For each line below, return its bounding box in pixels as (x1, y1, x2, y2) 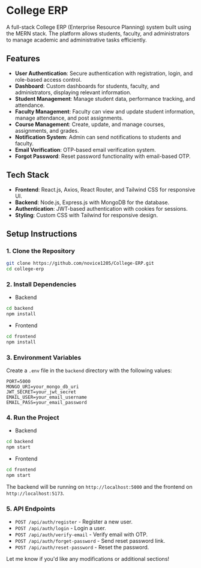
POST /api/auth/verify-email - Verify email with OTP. (14, 531, 148, 538)
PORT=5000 (6, 379, 31, 385)
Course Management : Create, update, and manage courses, (14, 121, 166, 128)
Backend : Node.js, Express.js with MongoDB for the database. (14, 199, 170, 206)
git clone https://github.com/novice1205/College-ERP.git (6, 261, 154, 267)
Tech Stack (6, 170, 49, 180)
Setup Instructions (6, 229, 77, 239)
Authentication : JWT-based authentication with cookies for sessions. (14, 205, 188, 212)
